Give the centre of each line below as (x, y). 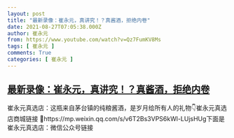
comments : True (29, 53)
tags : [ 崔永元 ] (31, 46)
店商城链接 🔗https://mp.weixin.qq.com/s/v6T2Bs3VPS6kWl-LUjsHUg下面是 (116, 118)
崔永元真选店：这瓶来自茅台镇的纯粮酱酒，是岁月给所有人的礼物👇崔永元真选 (117, 108)
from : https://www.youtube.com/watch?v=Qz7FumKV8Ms (84, 40)
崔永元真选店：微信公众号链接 (50, 127)
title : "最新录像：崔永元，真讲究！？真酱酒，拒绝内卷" (79, 20)
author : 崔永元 (28, 33)
